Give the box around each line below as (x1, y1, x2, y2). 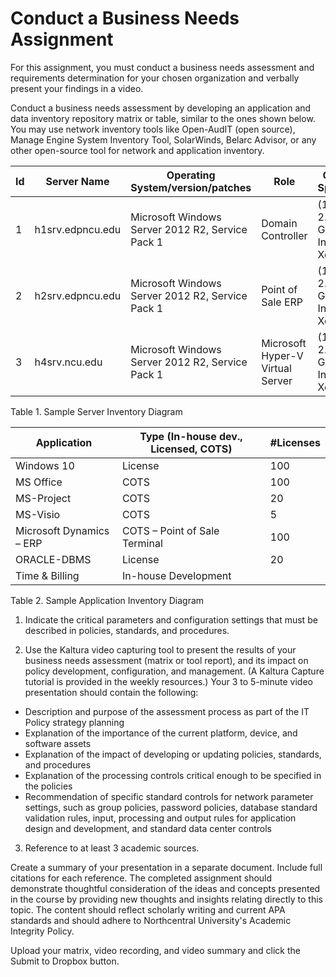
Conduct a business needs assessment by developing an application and (10, 102, 312, 114)
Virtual (261, 361, 292, 375)
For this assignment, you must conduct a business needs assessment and (10, 61, 315, 73)
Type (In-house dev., (139, 429, 243, 443)
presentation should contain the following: (24, 686, 199, 698)
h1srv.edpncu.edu (34, 222, 122, 236)
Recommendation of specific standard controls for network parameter (24, 790, 314, 802)
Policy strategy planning (24, 716, 125, 728)
